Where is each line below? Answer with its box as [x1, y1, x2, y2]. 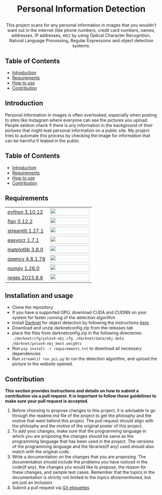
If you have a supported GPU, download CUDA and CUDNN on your [12, 309, 147, 315]
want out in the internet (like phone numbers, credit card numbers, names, [7, 28, 156, 33]
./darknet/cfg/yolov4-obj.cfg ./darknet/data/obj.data [12, 336, 124, 341]
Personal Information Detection [16, 3, 146, 15]
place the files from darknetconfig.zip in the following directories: [12, 330, 143, 336]
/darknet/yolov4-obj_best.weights [12, 341, 82, 346]
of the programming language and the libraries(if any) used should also [12, 444, 154, 449]
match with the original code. [12, 449, 70, 455]
